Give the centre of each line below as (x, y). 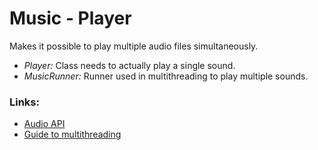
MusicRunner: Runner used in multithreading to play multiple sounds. (166, 76)
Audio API (44, 124)
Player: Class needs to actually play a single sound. (129, 65)
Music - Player (70, 18)
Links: (24, 102)
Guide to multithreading (72, 134)
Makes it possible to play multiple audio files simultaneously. (134, 46)
